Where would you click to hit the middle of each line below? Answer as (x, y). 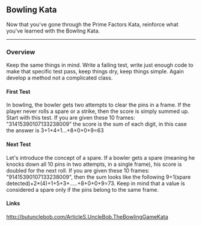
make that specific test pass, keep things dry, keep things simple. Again (95, 72)
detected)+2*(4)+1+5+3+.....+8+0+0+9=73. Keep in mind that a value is (96, 183)
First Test (18, 91)
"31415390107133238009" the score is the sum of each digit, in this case (97, 124)
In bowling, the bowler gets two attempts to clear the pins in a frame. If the (99, 105)
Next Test (19, 144)
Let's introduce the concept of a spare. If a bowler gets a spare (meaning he (101, 157)
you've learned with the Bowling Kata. (53, 31)
